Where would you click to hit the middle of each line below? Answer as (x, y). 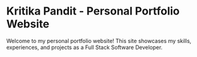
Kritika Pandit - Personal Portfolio (93, 11)
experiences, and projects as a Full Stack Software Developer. (84, 47)
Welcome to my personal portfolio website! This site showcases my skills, (99, 41)
